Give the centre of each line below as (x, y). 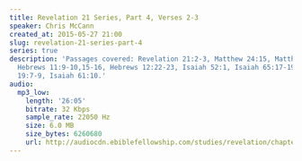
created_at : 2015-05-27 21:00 (66, 34)
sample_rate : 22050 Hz (68, 117)
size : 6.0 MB (50, 126)
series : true (34, 51)
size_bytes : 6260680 (64, 134)
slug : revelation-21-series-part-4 (76, 42)
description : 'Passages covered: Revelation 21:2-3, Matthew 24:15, (140, 59)
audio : (22, 84)
